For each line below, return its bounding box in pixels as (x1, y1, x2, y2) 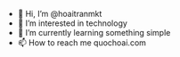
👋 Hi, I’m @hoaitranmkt (17, 9, 102, 19)
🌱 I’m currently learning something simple (17, 28, 171, 37)
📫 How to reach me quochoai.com (17, 37, 147, 48)
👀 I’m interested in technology (17, 18, 127, 28)
